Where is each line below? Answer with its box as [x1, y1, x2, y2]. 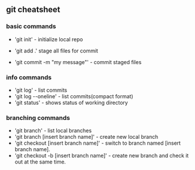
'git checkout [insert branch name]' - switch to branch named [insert [14, 139, 181, 146]
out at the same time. [14, 158, 66, 165]
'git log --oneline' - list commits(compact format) [14, 92, 133, 99]
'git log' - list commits [14, 86, 68, 94]
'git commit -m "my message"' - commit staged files [14, 58, 142, 65]
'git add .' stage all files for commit [14, 47, 99, 54]
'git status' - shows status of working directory [14, 99, 128, 106]
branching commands [6, 114, 70, 122]
